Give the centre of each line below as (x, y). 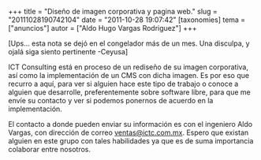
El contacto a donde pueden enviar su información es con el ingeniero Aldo (130, 124)
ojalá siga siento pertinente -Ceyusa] (68, 52)
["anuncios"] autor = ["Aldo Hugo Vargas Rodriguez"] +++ (103, 28)
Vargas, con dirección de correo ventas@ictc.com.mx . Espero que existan (129, 132)
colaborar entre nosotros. (49, 149)
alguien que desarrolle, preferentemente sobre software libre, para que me (129, 92)
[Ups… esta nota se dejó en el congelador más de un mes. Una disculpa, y (129, 43)
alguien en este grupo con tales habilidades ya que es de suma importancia (131, 141)
